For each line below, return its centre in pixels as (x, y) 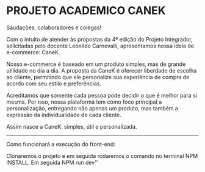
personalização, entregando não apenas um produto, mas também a (92, 108)
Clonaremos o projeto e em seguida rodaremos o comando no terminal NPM (102, 156)
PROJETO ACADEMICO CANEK (86, 11)
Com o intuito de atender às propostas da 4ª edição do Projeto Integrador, (100, 39)
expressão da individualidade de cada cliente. (64, 115)
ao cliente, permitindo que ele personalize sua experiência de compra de (98, 77)
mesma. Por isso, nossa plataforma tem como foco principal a (84, 102)
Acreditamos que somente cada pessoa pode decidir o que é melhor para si (102, 95)
